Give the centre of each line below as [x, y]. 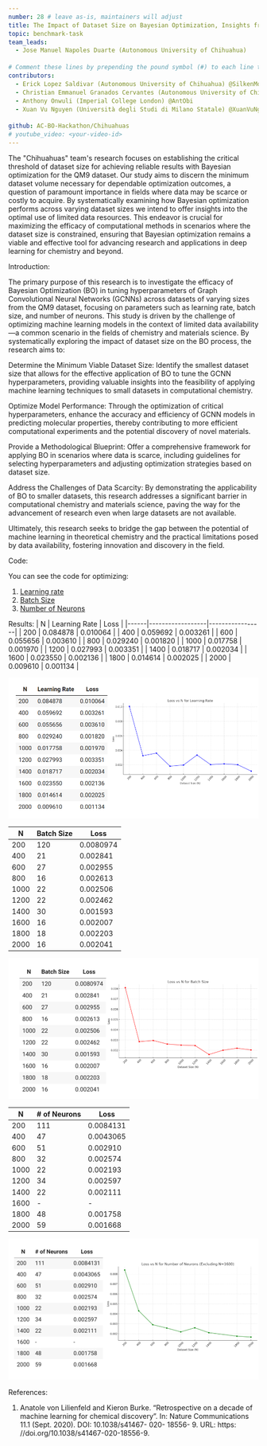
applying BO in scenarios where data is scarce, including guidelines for [124, 455]
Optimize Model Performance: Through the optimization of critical [116, 405]
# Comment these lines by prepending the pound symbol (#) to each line [131, 68]
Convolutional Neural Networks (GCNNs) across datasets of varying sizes [129, 299]
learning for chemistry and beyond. [66, 251]
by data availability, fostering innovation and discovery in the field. [116, 545]
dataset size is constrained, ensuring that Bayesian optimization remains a [130, 234]
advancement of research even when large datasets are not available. [122, 513]
